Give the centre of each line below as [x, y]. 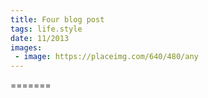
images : [26, 47]
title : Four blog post [57, 19]
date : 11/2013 [40, 38]
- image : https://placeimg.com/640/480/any [106, 57]
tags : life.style [46, 29]
